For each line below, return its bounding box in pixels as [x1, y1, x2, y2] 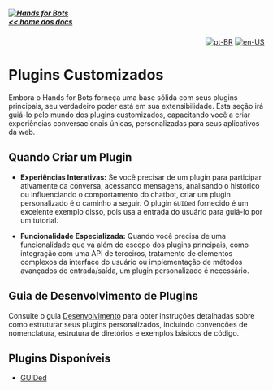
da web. [8, 127, 36, 136]
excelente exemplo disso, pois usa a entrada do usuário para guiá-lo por [19, 206, 262, 216]
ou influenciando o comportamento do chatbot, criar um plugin [19, 189, 232, 199]
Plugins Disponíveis [8, 351, 111, 365]
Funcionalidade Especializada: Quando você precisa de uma [19, 231, 226, 240]
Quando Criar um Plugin [8, 150, 132, 164]
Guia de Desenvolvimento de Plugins [8, 289, 199, 303]
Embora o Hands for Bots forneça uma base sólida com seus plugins [8, 92, 238, 102]
